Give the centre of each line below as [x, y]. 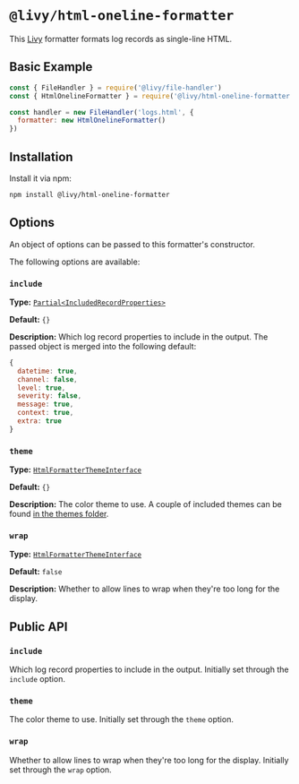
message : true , [46, 405]
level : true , [42, 388]
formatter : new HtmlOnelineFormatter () [92, 121]
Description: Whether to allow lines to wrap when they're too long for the [145, 589]
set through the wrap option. [60, 770]
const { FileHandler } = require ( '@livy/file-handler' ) [115, 88]
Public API [38, 627]
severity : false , [50, 396]
